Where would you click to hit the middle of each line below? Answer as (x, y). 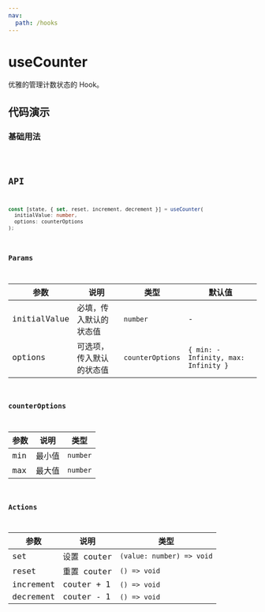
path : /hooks (37, 23)
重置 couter (88, 572)
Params (21, 258)
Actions (23, 507)
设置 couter (88, 557)
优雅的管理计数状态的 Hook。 (56, 84)
